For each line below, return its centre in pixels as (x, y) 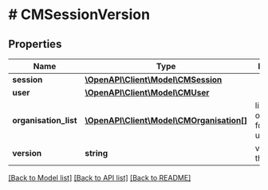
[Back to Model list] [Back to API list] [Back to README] (100, 178)
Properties (35, 44)
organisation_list (45, 120)
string (97, 153)
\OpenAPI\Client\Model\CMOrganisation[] (166, 120)
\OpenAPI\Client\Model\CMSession (154, 79)
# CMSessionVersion (79, 15)
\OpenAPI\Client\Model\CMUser (147, 93)
